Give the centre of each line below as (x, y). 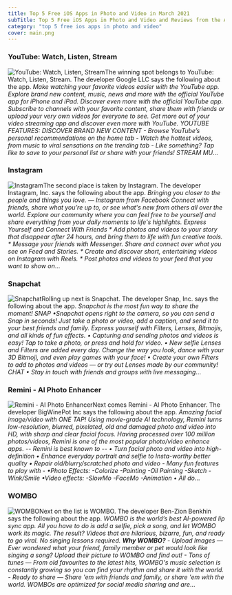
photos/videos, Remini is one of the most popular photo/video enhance (109, 441)
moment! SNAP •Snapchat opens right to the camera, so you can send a (112, 314)
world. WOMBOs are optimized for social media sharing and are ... (102, 584)
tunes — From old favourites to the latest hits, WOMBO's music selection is (114, 562)
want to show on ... (34, 265)
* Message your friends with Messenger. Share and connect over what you (115, 244)
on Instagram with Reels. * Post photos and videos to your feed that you (110, 259)
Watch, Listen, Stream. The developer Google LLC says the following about (114, 79)
